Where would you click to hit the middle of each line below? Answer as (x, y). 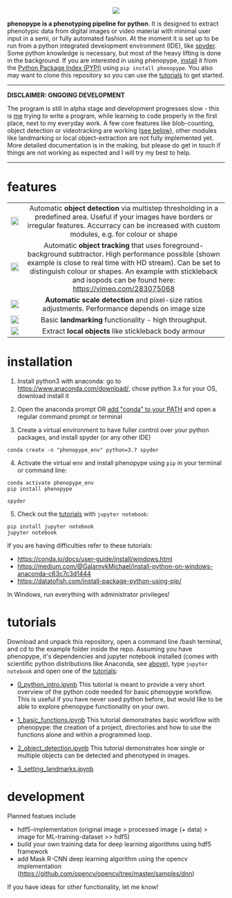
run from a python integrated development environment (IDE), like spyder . (112, 46)
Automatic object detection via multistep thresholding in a (124, 208)
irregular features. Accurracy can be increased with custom (124, 225)
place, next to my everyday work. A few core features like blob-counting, (111, 123)
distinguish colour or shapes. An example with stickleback (124, 271)
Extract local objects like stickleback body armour (124, 331)
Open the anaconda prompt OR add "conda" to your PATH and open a (116, 409)
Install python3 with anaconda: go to (69, 381)
